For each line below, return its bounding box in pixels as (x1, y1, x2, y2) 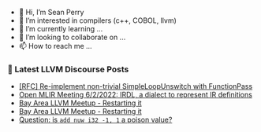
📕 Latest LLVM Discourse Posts (7, 64, 129, 75)
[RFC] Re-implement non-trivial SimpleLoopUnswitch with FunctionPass (18, 82, 253, 91)
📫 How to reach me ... (18, 42, 92, 50)
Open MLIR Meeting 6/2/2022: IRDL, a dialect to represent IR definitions (18, 90, 253, 100)
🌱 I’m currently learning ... (18, 24, 103, 33)
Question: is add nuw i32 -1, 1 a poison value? (18, 115, 173, 125)
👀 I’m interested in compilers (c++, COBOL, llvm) (18, 16, 177, 25)
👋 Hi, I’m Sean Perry (18, 8, 84, 16)
